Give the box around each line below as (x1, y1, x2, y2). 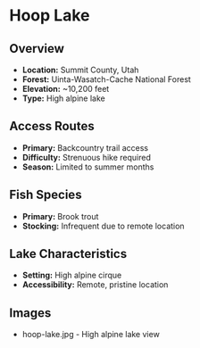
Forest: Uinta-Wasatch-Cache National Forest (21, 74, 192, 85)
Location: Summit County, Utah (21, 64, 139, 75)
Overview (9, 41, 65, 56)
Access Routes (9, 119, 96, 134)
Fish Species (9, 187, 82, 203)
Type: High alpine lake (21, 93, 105, 104)
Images (9, 305, 52, 320)
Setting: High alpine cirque (21, 269, 122, 281)
